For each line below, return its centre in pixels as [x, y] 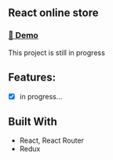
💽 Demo [24, 35]
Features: [32, 78]
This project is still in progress [57, 52]
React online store [54, 13]
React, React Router [52, 140]
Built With [33, 121]
